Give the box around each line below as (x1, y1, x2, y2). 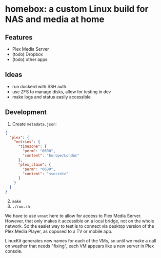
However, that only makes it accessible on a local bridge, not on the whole (5, 218, 155, 224)
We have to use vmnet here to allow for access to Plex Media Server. (5, 213, 141, 218)
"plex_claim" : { (18, 162, 51, 167)
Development (5, 108, 47, 117)
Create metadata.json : (12, 121, 57, 127)
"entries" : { (14, 139, 40, 144)
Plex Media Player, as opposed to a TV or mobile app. (5, 228, 113, 234)
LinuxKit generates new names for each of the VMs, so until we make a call (5, 238, 156, 243)
